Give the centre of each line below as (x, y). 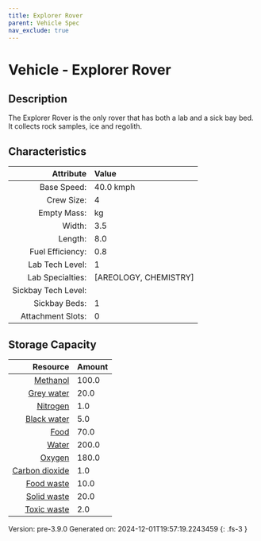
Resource (51, 367)
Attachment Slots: (54, 316)
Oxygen (55, 458)
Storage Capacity (52, 344)
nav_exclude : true (38, 30)
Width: (75, 226)
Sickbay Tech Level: (50, 291)
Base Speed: (63, 187)
